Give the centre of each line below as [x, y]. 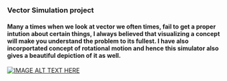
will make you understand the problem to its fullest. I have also [98, 41]
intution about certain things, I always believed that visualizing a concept [114, 33]
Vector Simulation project [51, 10]
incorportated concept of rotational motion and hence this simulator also [113, 48]
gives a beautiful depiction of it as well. [64, 55]
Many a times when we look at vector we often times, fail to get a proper [111, 27]
